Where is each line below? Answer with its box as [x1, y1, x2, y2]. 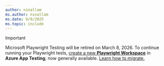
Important [5, 35, 26, 41]
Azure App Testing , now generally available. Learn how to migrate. [5, 55, 145, 61]
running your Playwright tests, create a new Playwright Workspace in [5, 50, 151, 56]
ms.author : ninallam [5, 12, 49, 17]
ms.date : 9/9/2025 [5, 16, 44, 21]
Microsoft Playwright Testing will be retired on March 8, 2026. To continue [5, 44, 159, 50]
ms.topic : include [5, 21, 44, 26]
